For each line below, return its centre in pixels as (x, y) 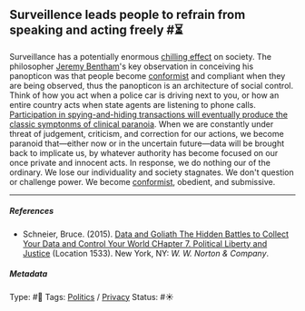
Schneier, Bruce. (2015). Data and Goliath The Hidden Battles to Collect (155, 234)
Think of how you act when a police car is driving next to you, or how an (144, 95)
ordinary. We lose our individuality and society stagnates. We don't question (152, 172)
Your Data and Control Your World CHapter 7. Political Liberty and (145, 243)
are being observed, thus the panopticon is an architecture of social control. (151, 85)
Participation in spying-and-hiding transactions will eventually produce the (149, 114)
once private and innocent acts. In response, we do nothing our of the (140, 162)
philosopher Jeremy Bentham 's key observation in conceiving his (132, 66)
